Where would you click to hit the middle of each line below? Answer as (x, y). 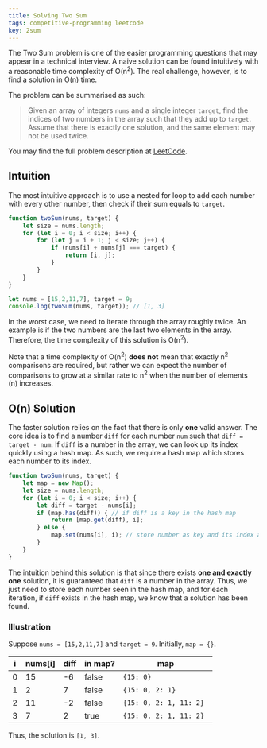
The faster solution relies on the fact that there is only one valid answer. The (133, 428)
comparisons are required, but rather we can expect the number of (118, 365)
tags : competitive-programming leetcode (76, 23)
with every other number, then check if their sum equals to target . (116, 203)
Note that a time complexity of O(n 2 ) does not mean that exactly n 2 (118, 356)
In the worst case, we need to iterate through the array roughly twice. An (127, 322)
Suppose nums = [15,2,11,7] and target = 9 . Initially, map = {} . (112, 644)
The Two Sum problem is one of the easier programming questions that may (133, 53)
